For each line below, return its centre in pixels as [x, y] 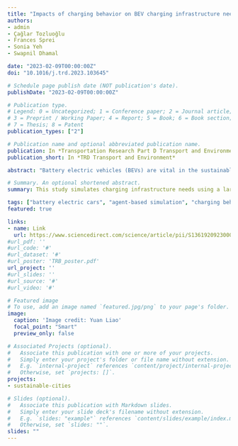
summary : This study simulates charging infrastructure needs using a [114, 190]
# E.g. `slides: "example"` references [69, 418]
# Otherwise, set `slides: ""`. [58, 425]
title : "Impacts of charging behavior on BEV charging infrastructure [114, 14]
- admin [19, 27]
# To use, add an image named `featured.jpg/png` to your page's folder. [119, 307]
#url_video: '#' [31, 288]
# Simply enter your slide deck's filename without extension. [106, 412]
